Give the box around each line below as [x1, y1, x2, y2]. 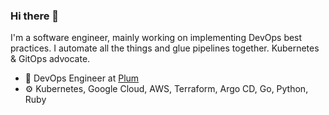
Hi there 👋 [10, 9, 60, 23]
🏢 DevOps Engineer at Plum [24, 72, 140, 84]
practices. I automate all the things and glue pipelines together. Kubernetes [10, 42, 320, 54]
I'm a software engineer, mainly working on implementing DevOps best [10, 32, 303, 44]
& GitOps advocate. [10, 53, 91, 65]
